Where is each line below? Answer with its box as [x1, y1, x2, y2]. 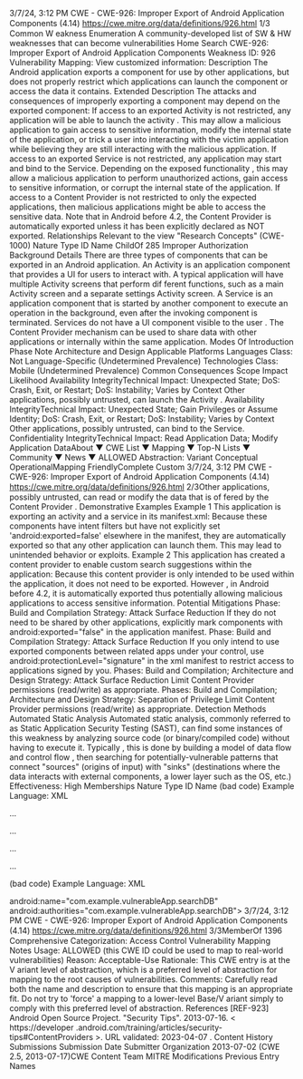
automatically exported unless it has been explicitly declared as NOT [9, 221, 265, 231]
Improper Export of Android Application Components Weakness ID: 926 [9, 47, 276, 58]
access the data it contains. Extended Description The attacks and [9, 86, 257, 96]
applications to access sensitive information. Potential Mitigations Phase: [9, 598, 280, 608]
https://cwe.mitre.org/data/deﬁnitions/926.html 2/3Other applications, [9, 481, 270, 492]
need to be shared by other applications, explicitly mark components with [9, 617, 283, 627]
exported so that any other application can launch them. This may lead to [9, 539, 282, 550]
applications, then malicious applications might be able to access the [9, 201, 267, 212]
